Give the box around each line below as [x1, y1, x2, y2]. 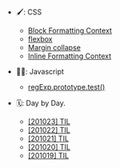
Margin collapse [27, 43, 82, 52]
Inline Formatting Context [27, 51, 112, 61]
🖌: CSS [15, 7, 42, 17]
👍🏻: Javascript [15, 67, 64, 76]
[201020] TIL [27, 142, 70, 151]
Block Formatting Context [27, 26, 112, 35]
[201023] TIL [27, 117, 70, 126]
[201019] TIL [27, 151, 70, 160]
